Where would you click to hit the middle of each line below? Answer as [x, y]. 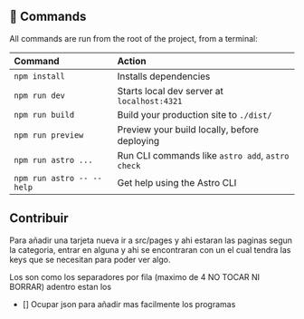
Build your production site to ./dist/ [195, 114]
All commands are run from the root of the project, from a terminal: [133, 38]
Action [132, 61]
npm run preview [49, 135]
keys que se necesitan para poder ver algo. [90, 259]
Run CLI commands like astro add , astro [203, 155]
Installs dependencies [164, 76]
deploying [138, 140]
